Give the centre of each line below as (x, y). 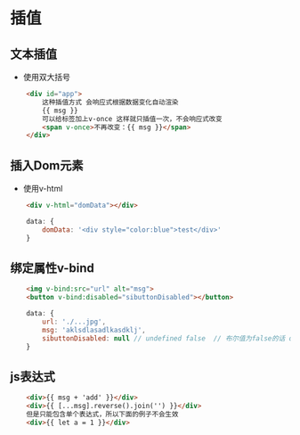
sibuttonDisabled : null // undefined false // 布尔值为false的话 (164, 338)
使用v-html (43, 189)
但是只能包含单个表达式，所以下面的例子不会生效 (102, 414)
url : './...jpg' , (74, 322)
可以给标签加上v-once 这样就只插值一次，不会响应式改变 (132, 119)
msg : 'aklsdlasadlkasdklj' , (94, 330)
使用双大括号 (46, 77)
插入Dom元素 (47, 165)
